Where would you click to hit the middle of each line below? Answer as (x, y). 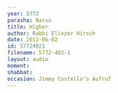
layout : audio (28, 59)
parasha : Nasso (29, 20)
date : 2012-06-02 (33, 40)
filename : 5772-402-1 (39, 53)
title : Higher (28, 27)
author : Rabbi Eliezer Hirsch (52, 33)
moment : (19, 66)
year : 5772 (23, 14)
